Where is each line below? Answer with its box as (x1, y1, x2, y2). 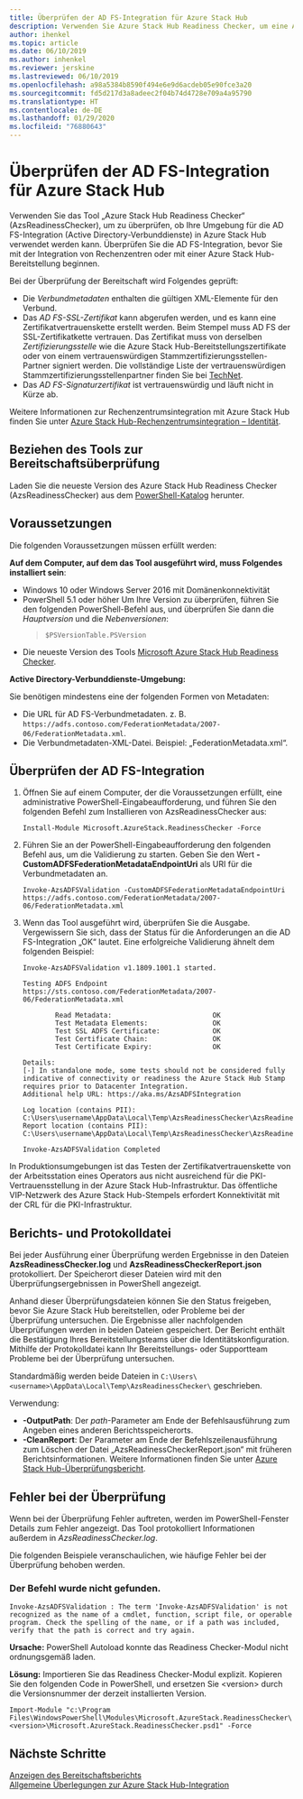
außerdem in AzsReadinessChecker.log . (9, 1533, 158, 1543)
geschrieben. (213, 1380, 263, 1391)
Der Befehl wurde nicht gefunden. (9, 1582, 161, 1594)
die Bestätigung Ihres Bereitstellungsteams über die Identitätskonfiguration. (9, 1334, 289, 1345)
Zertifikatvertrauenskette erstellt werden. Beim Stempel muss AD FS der (22, 321, 291, 332)
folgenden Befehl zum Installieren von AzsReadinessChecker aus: (22, 807, 268, 817)
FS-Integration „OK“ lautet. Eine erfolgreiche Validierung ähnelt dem (22, 936, 275, 947)
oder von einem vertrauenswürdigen (22, 350, 159, 361)
